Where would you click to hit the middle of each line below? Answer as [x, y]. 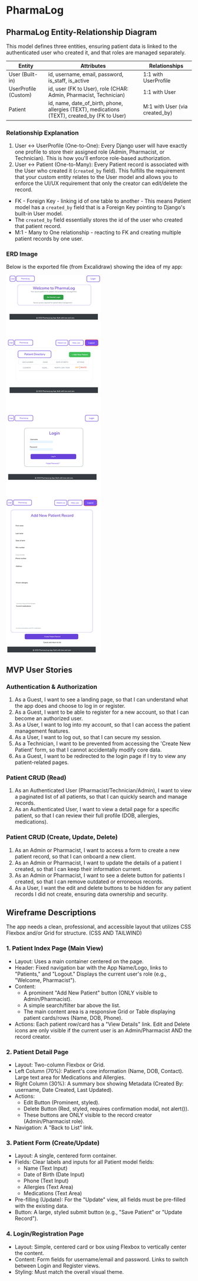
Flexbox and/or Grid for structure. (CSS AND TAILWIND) [74, 933]
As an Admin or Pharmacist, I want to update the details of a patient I [98, 863]
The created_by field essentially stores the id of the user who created [98, 220]
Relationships [166, 66]
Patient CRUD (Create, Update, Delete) [62, 837]
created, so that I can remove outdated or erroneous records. [89, 882]
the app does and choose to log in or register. [70, 706]
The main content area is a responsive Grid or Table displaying [99, 1012]
